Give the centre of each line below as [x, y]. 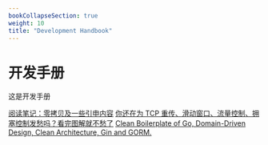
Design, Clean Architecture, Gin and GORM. [80, 132]
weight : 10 [26, 23]
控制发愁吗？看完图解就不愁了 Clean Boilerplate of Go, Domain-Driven [130, 123]
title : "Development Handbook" [60, 30]
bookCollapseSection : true [53, 16]
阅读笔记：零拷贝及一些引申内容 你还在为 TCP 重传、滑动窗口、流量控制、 [130, 114]
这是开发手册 [29, 96]
